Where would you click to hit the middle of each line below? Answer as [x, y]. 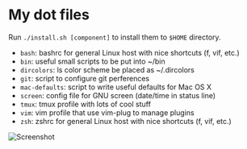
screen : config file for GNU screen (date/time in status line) [118, 95]
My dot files [49, 15]
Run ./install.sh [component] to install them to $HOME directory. [115, 37]
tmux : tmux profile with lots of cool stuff [86, 104]
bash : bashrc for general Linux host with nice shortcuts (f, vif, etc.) [130, 52]
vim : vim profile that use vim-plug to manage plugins [107, 112]
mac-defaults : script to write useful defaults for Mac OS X [116, 87]
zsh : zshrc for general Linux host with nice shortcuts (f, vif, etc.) [126, 121]
